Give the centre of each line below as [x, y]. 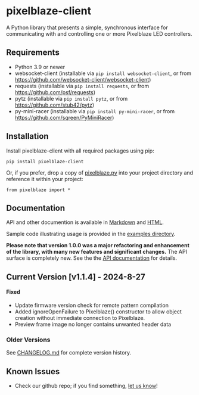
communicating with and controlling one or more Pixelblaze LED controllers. [99, 33]
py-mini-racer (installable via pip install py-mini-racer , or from [94, 111]
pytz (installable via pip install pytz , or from [71, 98]
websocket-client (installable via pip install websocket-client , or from [103, 73]
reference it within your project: [45, 179]
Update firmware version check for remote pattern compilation [91, 305]
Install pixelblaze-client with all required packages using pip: [80, 151]
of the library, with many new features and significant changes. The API [97, 252]
